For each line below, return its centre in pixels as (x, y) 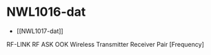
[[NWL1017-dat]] (40, 31)
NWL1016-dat (46, 12)
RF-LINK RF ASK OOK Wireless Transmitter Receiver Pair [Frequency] (105, 44)
